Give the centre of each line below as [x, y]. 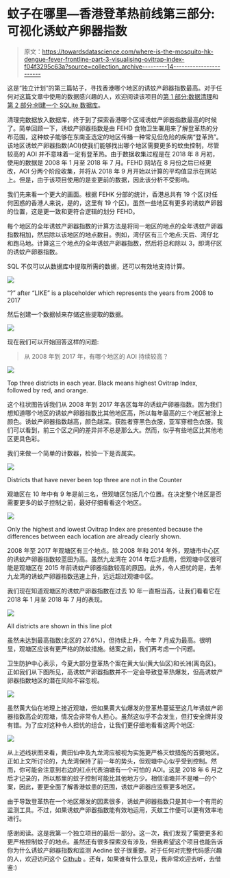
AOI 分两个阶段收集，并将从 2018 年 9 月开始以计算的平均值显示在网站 [118, 171]
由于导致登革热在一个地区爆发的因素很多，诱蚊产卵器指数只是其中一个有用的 [115, 801]
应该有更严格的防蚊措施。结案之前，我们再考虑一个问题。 [118, 648]
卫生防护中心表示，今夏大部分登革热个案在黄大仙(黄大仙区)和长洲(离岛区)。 [114, 663]
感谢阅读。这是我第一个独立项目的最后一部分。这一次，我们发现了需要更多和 [115, 833]
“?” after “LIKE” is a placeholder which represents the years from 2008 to [110, 293]
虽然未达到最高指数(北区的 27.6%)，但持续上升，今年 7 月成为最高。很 [106, 640]
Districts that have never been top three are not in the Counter [95, 479]
